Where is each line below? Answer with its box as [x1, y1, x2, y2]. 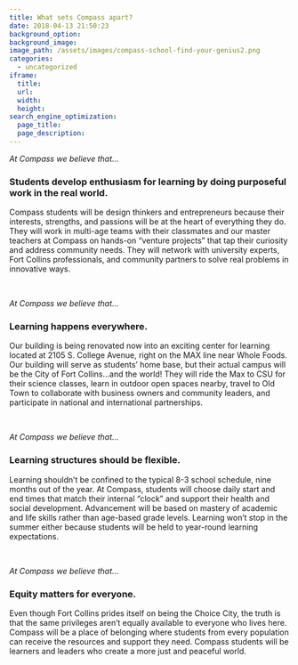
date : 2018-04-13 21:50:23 [9, 21, 109, 30]
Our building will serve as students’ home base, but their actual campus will [9, 360, 286, 370]
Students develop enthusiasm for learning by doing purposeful [9, 175, 287, 188]
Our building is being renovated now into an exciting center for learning [9, 340, 270, 352]
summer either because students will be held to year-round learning [9, 522, 259, 532]
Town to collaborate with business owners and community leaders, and [9, 388, 271, 399]
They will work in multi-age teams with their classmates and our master [9, 226, 271, 237]
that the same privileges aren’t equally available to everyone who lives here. [9, 618, 287, 629]
